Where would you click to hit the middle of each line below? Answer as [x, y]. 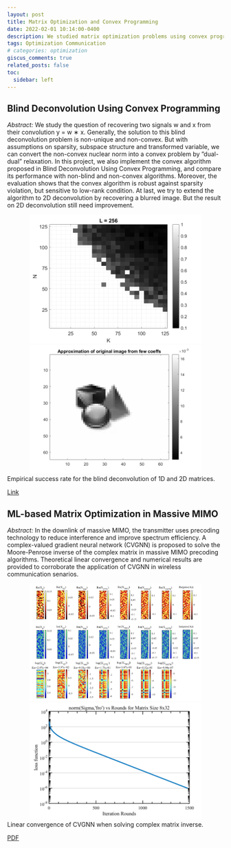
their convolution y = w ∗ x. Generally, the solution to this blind [96, 132]
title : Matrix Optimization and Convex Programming [82, 22]
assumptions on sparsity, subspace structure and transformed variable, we [113, 147]
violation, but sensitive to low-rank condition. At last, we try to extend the [111, 191]
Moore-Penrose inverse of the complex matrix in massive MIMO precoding [113, 553]
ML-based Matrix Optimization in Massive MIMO [113, 514]
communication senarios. [43, 574]
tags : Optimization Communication [57, 44]
